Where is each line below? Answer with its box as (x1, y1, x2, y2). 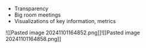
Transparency (14, 5, 49, 12)
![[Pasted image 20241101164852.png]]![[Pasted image (5, 29, 141, 36)
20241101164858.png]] (5, 36, 61, 42)
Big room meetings (14, 11, 61, 18)
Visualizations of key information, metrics (14, 18, 116, 24)
